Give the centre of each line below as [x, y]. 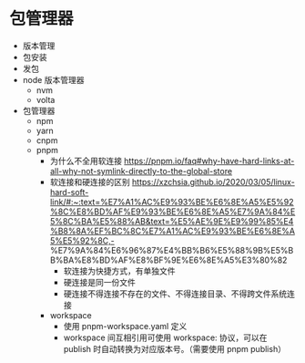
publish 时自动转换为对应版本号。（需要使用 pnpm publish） [175, 348]
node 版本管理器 [53, 79]
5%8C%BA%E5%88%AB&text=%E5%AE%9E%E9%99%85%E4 [172, 221]
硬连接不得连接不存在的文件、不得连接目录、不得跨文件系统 [175, 294]
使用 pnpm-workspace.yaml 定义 [125, 326]
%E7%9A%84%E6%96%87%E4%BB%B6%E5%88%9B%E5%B [172, 250]
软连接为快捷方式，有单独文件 [119, 271]
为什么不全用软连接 [86, 161]
